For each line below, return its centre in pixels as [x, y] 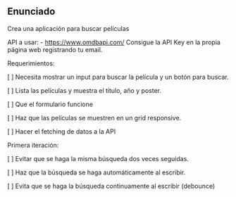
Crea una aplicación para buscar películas [68, 28]
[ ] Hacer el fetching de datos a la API [62, 131]
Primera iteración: [33, 145]
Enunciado [31, 12]
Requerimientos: [31, 63]
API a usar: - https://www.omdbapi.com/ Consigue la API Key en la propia [114, 42]
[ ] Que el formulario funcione [50, 104]
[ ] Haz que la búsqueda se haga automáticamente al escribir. [97, 172]
